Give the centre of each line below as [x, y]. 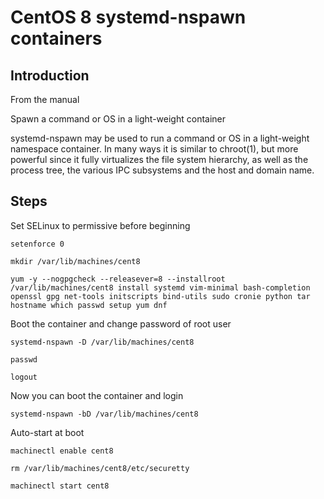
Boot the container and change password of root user [121, 323]
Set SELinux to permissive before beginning [100, 225]
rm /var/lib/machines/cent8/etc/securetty [100, 468]
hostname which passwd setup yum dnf [89, 305]
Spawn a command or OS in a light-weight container [118, 119]
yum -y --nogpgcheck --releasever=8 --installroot [118, 279]
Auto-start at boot [47, 432]
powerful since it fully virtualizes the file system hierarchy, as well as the [159, 159]
